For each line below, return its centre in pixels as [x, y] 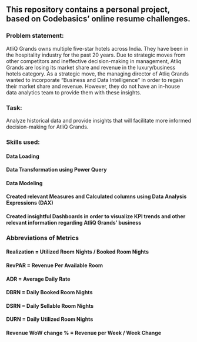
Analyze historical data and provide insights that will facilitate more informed [98, 120]
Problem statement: [35, 36]
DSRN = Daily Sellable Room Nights [50, 305]
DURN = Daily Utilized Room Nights [50, 319]
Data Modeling [24, 183]
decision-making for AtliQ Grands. [47, 127]
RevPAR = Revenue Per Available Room [55, 265]
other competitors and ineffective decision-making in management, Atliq [94, 61]
